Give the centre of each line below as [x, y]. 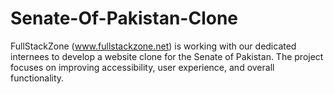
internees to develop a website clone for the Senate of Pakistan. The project [167, 56]
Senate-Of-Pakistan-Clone [124, 18]
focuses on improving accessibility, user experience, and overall [142, 67]
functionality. [37, 78]
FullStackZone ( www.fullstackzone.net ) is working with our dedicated [153, 46]
